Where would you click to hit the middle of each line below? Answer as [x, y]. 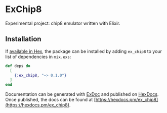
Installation [23, 39]
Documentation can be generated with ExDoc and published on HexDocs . [82, 94]
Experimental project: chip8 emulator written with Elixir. [63, 23]
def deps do [18, 66]
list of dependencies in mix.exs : [38, 56]
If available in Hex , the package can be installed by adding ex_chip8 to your [83, 51]
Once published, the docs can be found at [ [51, 100]
